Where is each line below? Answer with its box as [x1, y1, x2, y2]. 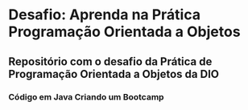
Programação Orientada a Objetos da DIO [8, 67, 220, 81]
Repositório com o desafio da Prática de [8, 55, 213, 68]
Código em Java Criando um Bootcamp [8, 91, 164, 102]
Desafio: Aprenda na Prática [8, 6, 201, 24]
